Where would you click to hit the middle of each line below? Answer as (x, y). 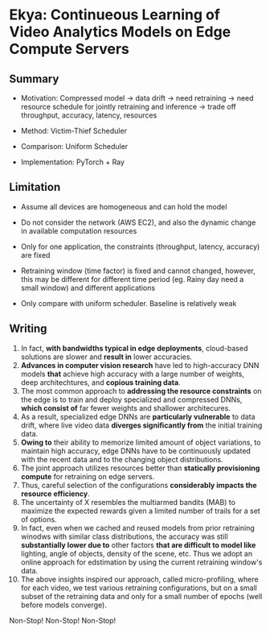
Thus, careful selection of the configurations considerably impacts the (139, 485)
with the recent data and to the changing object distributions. (122, 459)
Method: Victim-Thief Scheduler (74, 131)
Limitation (35, 187)
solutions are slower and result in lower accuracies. (106, 357)
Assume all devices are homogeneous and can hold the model (124, 206)
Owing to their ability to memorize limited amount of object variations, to (141, 442)
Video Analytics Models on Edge (120, 32)
